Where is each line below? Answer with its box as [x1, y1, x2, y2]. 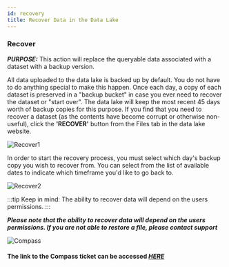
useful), [7, 119, 29, 128]
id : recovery [7, 10, 45, 17]
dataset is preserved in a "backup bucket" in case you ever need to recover [7, 90, 222, 99]
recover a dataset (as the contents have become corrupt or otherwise [7, 112, 206, 121]
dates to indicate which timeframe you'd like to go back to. [7, 168, 174, 177]
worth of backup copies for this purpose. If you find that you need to [7, 105, 202, 113]
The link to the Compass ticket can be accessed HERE [7, 253, 165, 261]
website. [7, 127, 32, 135]
